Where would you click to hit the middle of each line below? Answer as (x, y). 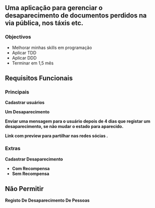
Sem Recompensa (31, 174)
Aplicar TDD (24, 52)
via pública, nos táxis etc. (44, 23)
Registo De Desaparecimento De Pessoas (47, 200)
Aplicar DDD (24, 58)
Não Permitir (24, 189)
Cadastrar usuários (25, 103)
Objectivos (18, 37)
